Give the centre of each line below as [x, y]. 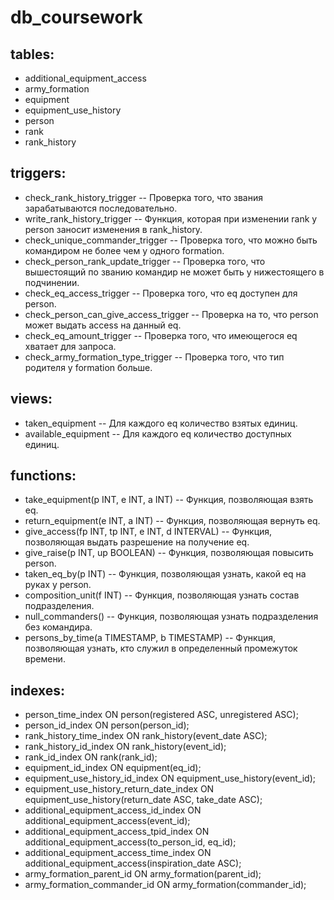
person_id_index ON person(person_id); [107, 725]
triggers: [38, 173]
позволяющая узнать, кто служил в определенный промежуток [161, 648]
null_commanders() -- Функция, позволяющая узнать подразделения [171, 617]
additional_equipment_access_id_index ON [113, 810]
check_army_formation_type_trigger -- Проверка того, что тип [154, 357]
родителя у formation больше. [88, 367]
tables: [32, 54]
